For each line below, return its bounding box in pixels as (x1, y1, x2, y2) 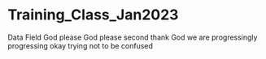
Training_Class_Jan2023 (7, 6, 179, 24)
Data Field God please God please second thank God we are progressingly (7, 32, 258, 42)
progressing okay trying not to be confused (7, 40, 154, 50)
